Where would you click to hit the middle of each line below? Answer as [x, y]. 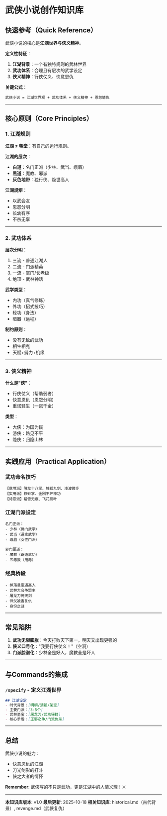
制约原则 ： [16, 329]
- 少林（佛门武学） [22, 529]
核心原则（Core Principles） [49, 119]
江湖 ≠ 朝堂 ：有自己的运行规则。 [38, 146]
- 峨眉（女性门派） [22, 540]
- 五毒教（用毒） [20, 560]
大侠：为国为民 [28, 427]
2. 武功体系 [18, 238]
